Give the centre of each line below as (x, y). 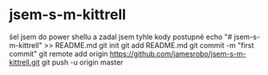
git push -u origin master (82, 62)
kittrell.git (24, 62)
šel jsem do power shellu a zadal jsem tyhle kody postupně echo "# (121, 37)
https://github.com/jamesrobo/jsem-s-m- (178, 53)
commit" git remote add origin (59, 53)
